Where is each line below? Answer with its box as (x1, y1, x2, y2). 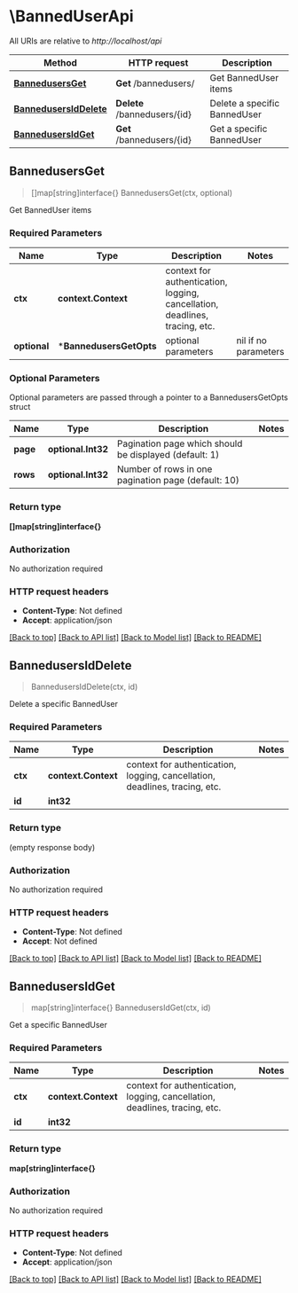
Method (43, 56, 78, 68)
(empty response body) (9, 842, 96, 852)
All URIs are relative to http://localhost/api (9, 35, 162, 46)
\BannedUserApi (9, 6, 135, 27)
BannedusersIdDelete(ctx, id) (30, 681, 138, 693)
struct (9, 402, 31, 412)
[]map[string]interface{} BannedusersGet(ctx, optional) (30, 187, 233, 198)
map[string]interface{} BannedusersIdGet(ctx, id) (30, 1002, 211, 1013)
